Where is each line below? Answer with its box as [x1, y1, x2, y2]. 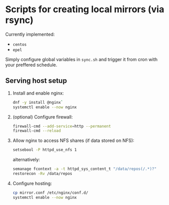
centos [12, 42, 27, 47]
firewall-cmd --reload [12, 128, 61, 133]
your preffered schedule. [5, 62, 58, 68]
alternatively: [12, 157, 40, 163]
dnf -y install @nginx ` [12, 100, 64, 105]
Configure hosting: [12, 180, 52, 186]
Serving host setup [5, 76, 67, 85]
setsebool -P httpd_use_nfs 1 [12, 148, 77, 153]
